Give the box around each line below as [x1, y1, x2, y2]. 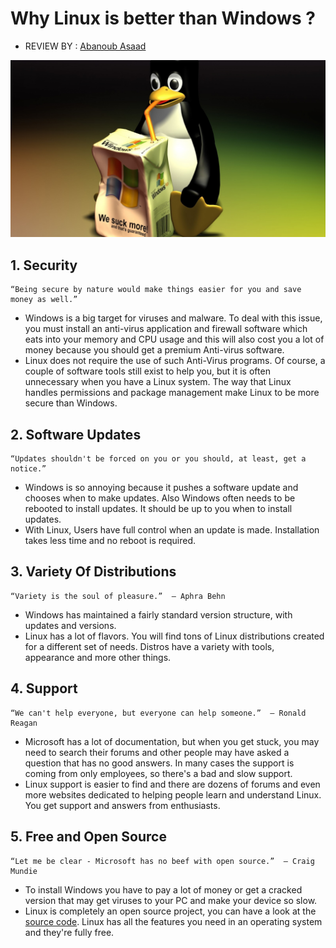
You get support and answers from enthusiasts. [24, 799, 221, 811]
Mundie [10, 866, 38, 876]
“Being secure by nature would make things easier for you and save [10, 285, 302, 295]
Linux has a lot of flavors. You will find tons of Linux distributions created [24, 630, 325, 642]
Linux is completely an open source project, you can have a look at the [24, 905, 317, 917]
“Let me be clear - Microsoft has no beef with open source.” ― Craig [10, 856, 315, 866]
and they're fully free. [24, 926, 115, 938]
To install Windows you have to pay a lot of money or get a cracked [24, 883, 303, 896]
